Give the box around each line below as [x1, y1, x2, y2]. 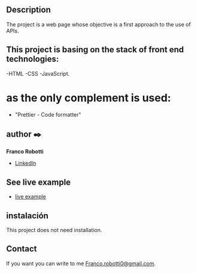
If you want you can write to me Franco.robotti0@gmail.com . [6, 260, 156, 267]
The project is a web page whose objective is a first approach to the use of [6, 20, 191, 28]
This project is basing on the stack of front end [6, 44, 184, 55]
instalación [6, 210, 49, 221]
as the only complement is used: [6, 91, 171, 105]
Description [6, 5, 51, 15]
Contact [6, 244, 37, 254]
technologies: [6, 54, 59, 64]
